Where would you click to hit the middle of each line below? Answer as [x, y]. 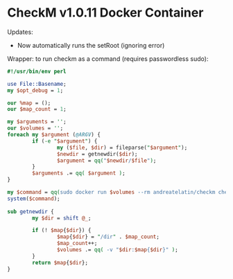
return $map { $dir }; [60, 262]
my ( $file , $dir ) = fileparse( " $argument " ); [122, 147]
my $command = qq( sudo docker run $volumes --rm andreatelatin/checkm [111, 192]
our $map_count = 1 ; [37, 109]
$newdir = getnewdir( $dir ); [97, 154]
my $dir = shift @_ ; [62, 218]
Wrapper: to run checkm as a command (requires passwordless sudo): [108, 58]
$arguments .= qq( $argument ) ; [79, 173]
